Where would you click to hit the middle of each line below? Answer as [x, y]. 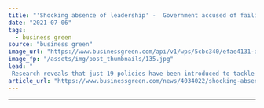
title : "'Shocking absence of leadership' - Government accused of [123, 15]
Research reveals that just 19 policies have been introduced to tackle [133, 74]
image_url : [26, 52]
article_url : [29, 81]
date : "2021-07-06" [40, 23]
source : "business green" [50, 45]
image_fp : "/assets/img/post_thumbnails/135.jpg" [91, 59]
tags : [17, 30]
